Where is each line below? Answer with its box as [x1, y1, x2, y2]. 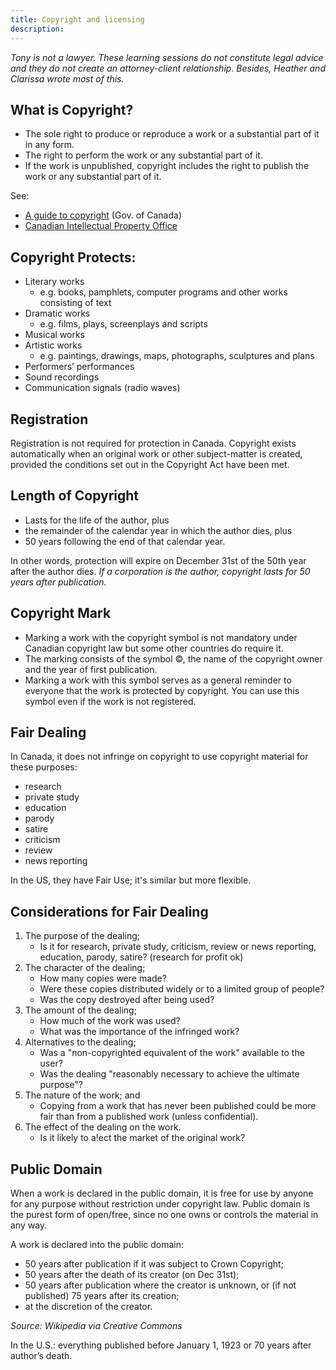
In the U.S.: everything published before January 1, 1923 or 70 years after [10, 1339, 312, 1351]
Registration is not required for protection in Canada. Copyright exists [10, 437, 297, 449]
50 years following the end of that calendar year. [24, 535, 226, 547]
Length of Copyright [10, 487, 140, 505]
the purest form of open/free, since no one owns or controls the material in [10, 1209, 319, 1220]
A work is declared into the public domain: [10, 1239, 185, 1250]
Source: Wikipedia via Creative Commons [10, 1320, 183, 1331]
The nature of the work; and [24, 1089, 141, 1101]
